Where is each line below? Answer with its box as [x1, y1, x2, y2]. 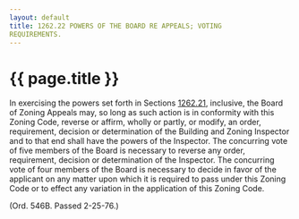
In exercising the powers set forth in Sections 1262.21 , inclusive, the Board [9, 97, 284, 108]
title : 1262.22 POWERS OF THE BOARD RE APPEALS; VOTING [9, 21, 222, 30]
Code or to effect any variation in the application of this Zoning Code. [9, 183, 265, 194]
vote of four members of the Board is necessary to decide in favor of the [9, 164, 278, 175]
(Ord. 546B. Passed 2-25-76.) [9, 200, 119, 211]
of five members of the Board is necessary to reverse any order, [9, 145, 246, 156]
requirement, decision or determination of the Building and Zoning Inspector [9, 126, 290, 137]
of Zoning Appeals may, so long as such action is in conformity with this [9, 107, 275, 118]
